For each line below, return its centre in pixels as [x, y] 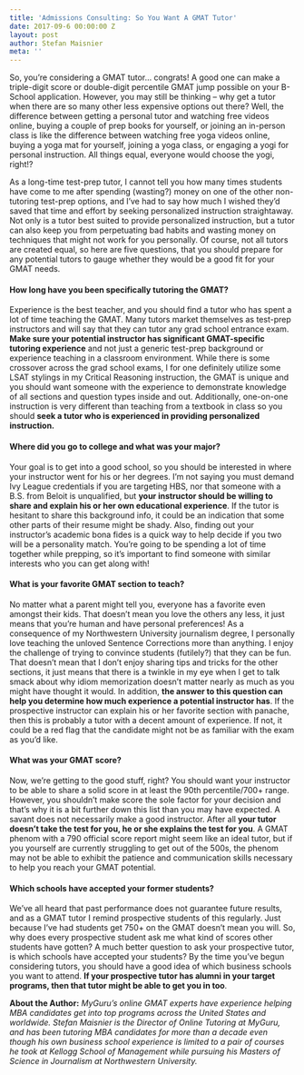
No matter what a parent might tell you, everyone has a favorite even [137, 604]
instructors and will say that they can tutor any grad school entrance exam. [149, 329]
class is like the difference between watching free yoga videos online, [140, 135]
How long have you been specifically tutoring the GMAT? [119, 289]
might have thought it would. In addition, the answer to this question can [146, 691]
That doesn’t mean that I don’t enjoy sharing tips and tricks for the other [144, 662]
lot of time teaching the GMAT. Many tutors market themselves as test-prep [151, 320]
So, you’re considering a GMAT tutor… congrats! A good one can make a [145, 77]
